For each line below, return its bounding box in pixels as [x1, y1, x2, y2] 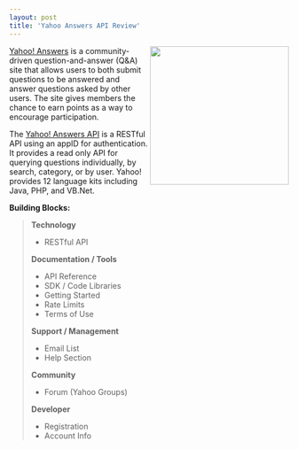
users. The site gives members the [9, 92, 136, 103]
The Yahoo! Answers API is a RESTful [9, 128, 146, 139]
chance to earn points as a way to [9, 102, 133, 112]
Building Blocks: [9, 202, 71, 213]
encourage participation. [9, 112, 99, 122]
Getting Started [43, 290, 100, 300]
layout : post [9, 12, 58, 22]
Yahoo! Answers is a [9, 45, 84, 56]
